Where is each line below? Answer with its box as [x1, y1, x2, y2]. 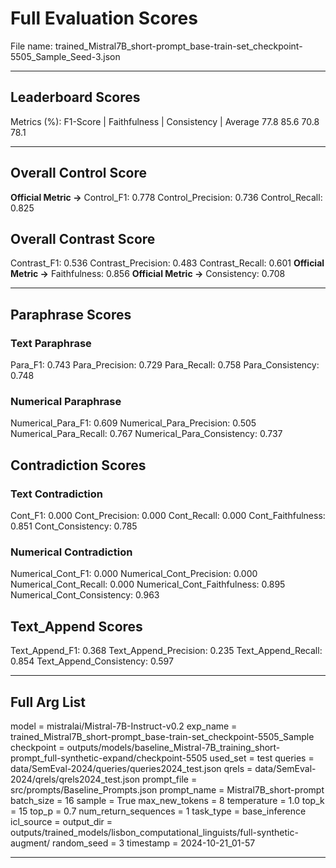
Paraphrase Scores [10, 306, 132, 323]
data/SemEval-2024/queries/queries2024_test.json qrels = [10, 762, 253, 774]
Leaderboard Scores [10, 89, 141, 106]
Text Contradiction [10, 487, 103, 501]
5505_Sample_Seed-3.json [10, 50, 121, 62]
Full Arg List [10, 693, 87, 711]
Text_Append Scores [10, 618, 143, 635]
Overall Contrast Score [10, 230, 156, 247]
